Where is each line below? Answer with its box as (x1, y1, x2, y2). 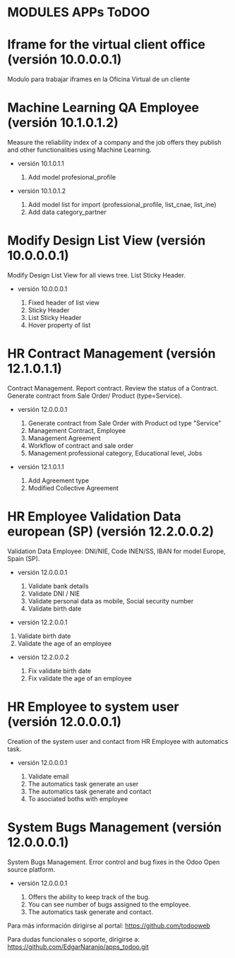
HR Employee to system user (7, 699, 179, 715)
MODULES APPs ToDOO (7, 4, 150, 20)
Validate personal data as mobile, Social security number (28, 596, 194, 605)
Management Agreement (28, 434, 101, 442)
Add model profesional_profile (28, 173, 116, 182)
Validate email (28, 771, 69, 781)
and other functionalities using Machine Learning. (7, 146, 152, 154)
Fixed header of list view (28, 298, 100, 307)
